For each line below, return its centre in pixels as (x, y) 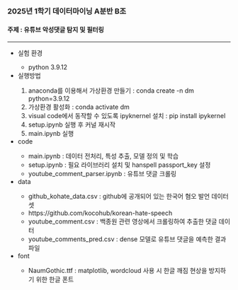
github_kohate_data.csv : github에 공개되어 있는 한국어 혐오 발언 (119, 197)
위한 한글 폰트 (55, 279)
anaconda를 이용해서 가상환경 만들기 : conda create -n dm (111, 91)
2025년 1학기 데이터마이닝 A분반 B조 (67, 11)
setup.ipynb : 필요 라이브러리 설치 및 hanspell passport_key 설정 (119, 165)
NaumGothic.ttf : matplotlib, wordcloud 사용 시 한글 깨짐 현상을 (118, 271)
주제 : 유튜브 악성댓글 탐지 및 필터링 (56, 29)
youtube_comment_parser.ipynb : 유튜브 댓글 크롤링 (102, 174)
